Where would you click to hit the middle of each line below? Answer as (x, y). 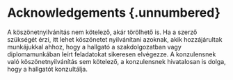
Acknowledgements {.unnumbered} (114, 13)
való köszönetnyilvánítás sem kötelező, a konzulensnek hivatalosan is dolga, (116, 61)
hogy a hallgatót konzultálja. (48, 69)
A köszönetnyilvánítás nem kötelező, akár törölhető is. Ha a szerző (102, 32)
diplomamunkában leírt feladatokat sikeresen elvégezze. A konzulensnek (112, 54)
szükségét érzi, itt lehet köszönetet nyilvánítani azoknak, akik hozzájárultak (115, 39)
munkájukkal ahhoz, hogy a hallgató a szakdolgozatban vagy (95, 47)
